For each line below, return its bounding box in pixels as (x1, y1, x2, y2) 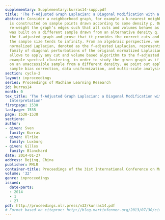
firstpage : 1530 (5, 103, 38, 108)
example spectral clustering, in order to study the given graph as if (9, 57, 160, 62)
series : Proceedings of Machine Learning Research (5, 80, 111, 85)
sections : (5, 116, 26, 122)
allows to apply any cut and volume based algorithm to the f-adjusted (9, 52, 160, 58)
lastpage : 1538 (5, 107, 36, 113)
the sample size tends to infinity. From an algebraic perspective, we (9, 39, 160, 44)
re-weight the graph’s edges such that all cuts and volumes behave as (9, 25, 160, 30)
